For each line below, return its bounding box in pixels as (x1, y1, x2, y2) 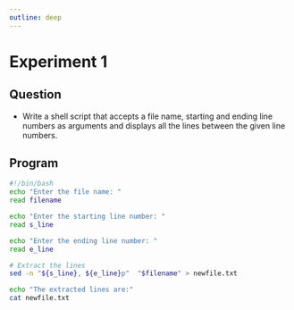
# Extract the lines (9, 261, 87, 270)
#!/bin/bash (9, 180, 54, 189)
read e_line (9, 245, 54, 254)
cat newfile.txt (9, 294, 70, 303)
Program (9, 155, 59, 171)
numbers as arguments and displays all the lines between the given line (21, 120, 286, 130)
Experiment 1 (9, 51, 108, 71)
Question (9, 87, 62, 103)
